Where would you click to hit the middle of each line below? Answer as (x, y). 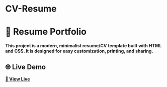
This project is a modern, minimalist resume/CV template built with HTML (83, 46)
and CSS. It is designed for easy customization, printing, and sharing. (79, 51)
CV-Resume (31, 9)
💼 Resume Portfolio (46, 32)
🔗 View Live (18, 79)
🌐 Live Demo (26, 67)
